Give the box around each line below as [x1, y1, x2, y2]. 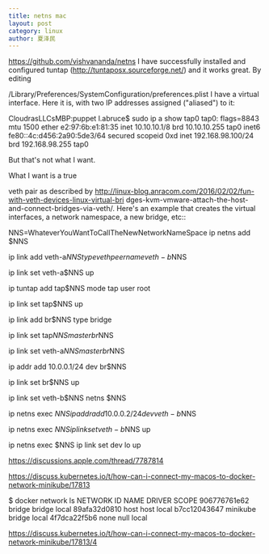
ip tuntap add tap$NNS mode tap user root [8, 284, 151, 294]
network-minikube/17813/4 [8, 537, 98, 547]
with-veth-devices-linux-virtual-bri [8, 195, 124, 205]
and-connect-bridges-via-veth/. [8, 204, 116, 214]
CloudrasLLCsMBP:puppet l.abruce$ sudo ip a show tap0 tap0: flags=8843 [8, 114, 260, 124]
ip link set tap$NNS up [8, 299, 83, 309]
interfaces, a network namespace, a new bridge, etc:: [8, 212, 187, 222]
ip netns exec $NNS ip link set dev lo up [8, 440, 141, 450]
